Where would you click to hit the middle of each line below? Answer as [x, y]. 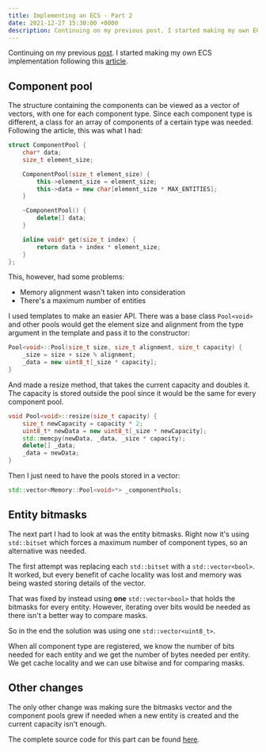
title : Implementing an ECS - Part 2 [70, 15]
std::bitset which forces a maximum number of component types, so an [128, 542]
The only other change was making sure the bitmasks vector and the [120, 707]
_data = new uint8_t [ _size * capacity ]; [90, 363]
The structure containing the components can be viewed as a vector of [124, 106]
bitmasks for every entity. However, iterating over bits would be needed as [129, 607]
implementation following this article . [68, 61]
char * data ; [42, 153]
